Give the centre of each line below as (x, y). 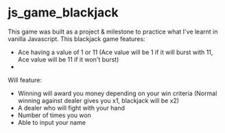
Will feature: (25, 80)
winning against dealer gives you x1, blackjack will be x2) (98, 100)
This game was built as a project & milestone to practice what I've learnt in (113, 32)
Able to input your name (52, 122)
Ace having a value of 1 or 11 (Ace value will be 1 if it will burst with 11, (115, 52)
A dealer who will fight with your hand (71, 108)
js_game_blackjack (63, 13)
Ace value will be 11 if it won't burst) (68, 59)
